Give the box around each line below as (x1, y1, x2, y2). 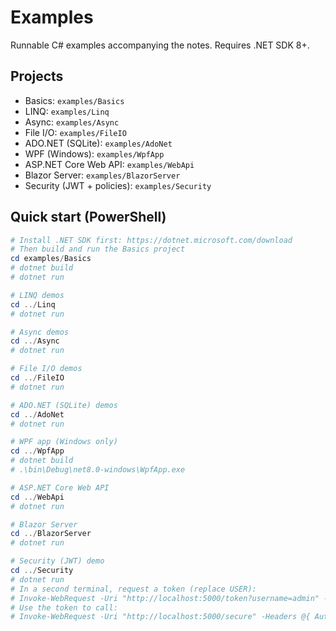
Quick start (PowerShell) (10, 209, 167, 226)
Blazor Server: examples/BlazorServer (24, 169, 181, 181)
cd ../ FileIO (10, 373, 65, 383)
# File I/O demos (10, 364, 83, 374)
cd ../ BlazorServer (10, 529, 92, 539)
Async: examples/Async (24, 116, 120, 128)
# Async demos (10, 327, 70, 337)
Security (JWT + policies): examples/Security (24, 179, 212, 191)
